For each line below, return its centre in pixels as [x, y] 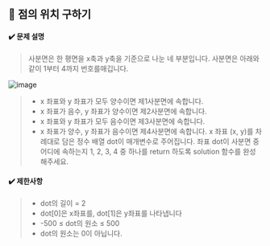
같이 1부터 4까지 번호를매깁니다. [78, 68]
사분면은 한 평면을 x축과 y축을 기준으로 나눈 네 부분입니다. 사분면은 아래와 [143, 58]
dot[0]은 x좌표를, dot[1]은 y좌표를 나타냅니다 [111, 213]
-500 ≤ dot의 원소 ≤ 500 [80, 223]
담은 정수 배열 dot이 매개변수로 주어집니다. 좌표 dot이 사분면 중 [160, 141]
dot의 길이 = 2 [63, 203]
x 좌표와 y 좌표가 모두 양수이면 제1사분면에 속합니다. [122, 101]
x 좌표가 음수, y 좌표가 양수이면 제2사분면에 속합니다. [123, 111]
